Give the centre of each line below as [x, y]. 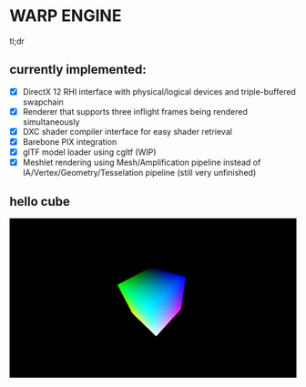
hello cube [40, 201]
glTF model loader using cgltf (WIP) [89, 152]
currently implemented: [78, 70]
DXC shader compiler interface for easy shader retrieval [127, 131]
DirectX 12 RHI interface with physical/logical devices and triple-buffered [159, 91]
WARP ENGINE [66, 16]
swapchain [43, 102]
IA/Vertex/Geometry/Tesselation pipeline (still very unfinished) [139, 173]
